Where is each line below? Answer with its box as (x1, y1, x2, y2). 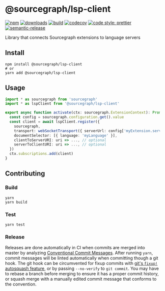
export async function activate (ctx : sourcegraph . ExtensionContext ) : (5, 110, 151, 115)
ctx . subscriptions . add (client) (9, 151, 74, 156)
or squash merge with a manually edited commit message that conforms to (5, 276, 157, 282)
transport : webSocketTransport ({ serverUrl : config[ (14, 128, 124, 133)
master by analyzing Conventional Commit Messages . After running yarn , (5, 250, 153, 256)
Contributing (5, 170, 45, 178)
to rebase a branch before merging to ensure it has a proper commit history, (5, 271, 159, 277)
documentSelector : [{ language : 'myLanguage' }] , (14, 133, 118, 138)
